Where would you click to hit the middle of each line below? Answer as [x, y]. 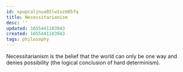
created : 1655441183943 [36, 34]
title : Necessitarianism [37, 17]
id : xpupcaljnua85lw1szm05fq [42, 12]
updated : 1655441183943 [36, 28]
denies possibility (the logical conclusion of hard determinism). [83, 62]
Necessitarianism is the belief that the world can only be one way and [92, 56]
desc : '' [17, 23]
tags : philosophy [28, 39]
